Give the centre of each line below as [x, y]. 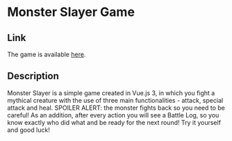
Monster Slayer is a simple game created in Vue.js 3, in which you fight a [111, 93]
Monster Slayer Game [71, 12]
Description [33, 76]
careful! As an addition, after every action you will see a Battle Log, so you [113, 115]
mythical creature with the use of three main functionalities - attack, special [115, 100]
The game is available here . [47, 54]
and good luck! [28, 130]
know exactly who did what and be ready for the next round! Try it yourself [114, 122]
